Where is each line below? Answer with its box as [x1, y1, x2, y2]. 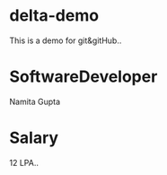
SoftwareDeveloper [9, 66, 158, 87]
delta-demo [9, 5, 100, 26]
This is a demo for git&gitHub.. [9, 35, 122, 46]
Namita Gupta [9, 96, 61, 107]
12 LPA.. [9, 157, 39, 168]
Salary [9, 127, 59, 148]
